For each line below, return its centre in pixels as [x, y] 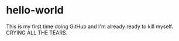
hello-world [35, 10]
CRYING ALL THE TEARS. [37, 32]
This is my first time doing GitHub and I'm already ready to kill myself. [90, 26]
